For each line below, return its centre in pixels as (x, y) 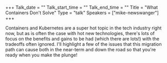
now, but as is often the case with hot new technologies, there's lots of (80, 33)
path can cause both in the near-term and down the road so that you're (81, 50)
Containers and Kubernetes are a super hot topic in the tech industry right (83, 28)
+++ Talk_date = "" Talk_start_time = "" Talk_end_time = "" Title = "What (82, 7)
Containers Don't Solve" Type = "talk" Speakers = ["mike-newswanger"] (82, 13)
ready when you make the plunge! (41, 55)
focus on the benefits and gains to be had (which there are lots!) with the (82, 39)
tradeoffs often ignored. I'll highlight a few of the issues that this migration (83, 44)
